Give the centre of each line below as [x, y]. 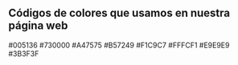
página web [38, 26]
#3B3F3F [24, 53]
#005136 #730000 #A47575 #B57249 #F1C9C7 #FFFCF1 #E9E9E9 [119, 45]
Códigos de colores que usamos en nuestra [119, 13]
